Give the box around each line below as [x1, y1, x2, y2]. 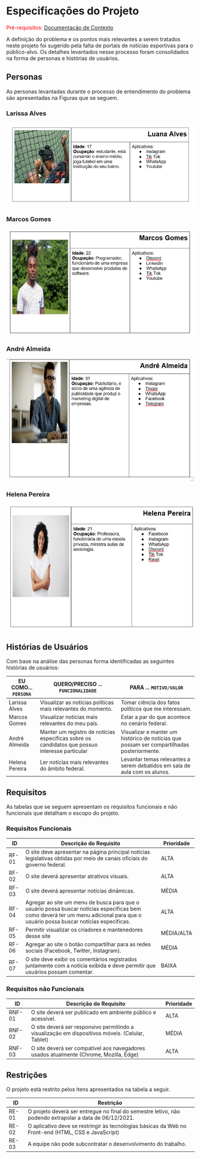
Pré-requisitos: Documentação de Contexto [6, 24, 114, 31]
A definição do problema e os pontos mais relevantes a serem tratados [6, 35, 181, 42]
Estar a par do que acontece [120, 714, 191, 721]
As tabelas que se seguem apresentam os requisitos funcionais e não [6, 803, 178, 810]
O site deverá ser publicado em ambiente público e [31, 1009, 157, 1016]
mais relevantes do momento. [39, 705, 112, 712]
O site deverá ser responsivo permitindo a [31, 1023, 134, 1031]
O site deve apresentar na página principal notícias [25, 848, 151, 856]
